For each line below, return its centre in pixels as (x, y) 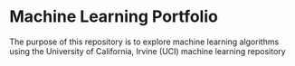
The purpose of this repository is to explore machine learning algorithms (144, 42)
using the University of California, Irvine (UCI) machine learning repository (148, 51)
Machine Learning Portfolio (114, 17)
